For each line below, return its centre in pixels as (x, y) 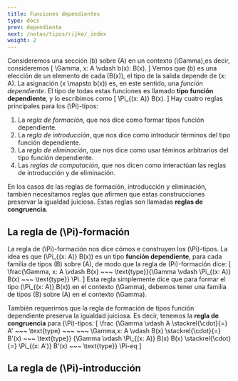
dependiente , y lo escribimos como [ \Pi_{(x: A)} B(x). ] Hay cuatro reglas (115, 99)
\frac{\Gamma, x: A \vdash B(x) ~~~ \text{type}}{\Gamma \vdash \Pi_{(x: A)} (119, 271)
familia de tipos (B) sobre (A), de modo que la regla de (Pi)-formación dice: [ (119, 263)
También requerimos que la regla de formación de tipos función (101, 308)
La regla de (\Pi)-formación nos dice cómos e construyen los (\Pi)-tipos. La (118, 249)
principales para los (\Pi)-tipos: (53, 106)
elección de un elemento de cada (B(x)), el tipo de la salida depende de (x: (117, 76)
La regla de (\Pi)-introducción (74, 369)
